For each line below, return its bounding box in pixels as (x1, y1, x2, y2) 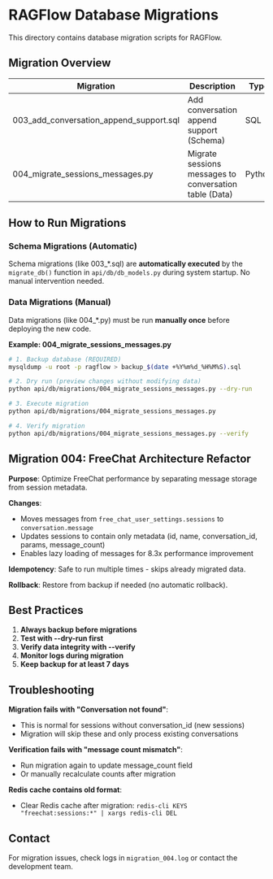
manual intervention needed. (8, 276, 105, 286)
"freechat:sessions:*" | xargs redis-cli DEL (19, 809, 177, 818)
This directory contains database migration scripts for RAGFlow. (8, 33, 223, 42)
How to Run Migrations (8, 216, 127, 230)
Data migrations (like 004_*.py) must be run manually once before (8, 315, 230, 324)
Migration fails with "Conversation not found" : (8, 705, 169, 715)
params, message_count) (19, 539, 106, 550)
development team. (8, 861, 73, 871)
